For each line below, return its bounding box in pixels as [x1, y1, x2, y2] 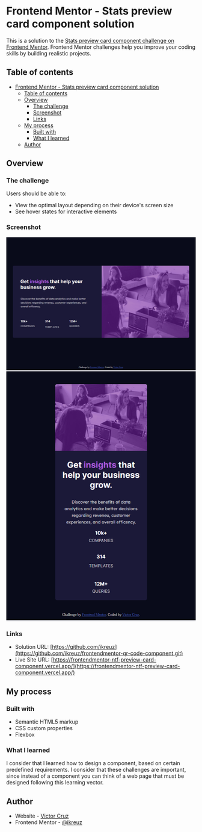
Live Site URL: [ [14, 656, 54, 663]
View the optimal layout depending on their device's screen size [14, 202, 174, 209]
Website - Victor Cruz [14, 812, 69, 820]
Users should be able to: [6, 190, 67, 197]
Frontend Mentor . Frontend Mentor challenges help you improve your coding [6, 43, 196, 51]
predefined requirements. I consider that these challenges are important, [6, 766, 186, 774]
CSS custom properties [14, 725, 73, 731]
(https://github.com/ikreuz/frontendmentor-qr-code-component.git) [14, 649, 183, 657]
